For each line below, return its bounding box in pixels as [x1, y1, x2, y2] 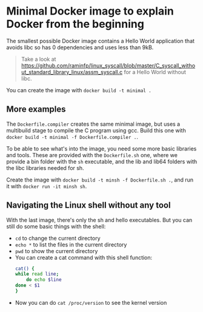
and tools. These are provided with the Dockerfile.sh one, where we [6, 151, 178, 158]
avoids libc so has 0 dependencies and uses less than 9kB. [6, 44, 154, 51]
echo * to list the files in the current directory [15, 241, 127, 248]
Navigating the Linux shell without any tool [6, 200, 171, 211]
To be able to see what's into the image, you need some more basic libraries [6, 144, 197, 152]
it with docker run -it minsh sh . [6, 182, 87, 189]
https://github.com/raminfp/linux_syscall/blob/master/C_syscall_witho [21, 62, 196, 69]
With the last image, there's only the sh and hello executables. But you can [6, 216, 193, 223]
